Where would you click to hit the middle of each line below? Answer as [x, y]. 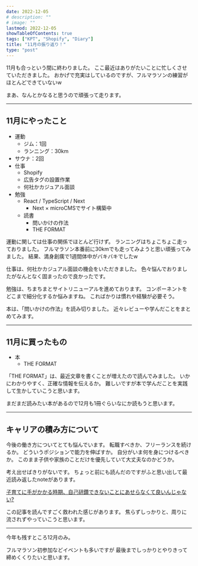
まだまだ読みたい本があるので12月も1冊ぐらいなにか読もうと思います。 [92, 404]
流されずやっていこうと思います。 [47, 519]
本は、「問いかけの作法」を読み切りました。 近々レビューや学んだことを [93, 308]
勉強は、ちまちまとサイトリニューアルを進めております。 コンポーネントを [97, 289]
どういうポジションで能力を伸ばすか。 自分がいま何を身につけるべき [106, 452]
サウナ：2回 [29, 158]
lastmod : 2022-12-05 [32, 28]
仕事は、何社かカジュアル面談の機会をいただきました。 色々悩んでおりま [94, 269]
